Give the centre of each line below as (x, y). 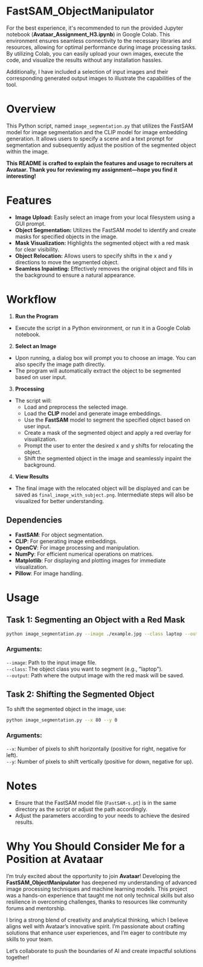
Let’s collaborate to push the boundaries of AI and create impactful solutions (101, 951)
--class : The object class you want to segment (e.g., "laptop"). (85, 669)
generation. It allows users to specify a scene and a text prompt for (90, 138)
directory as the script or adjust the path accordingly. (81, 809)
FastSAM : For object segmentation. (59, 535)
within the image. (28, 151)
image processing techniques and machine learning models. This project (97, 889)
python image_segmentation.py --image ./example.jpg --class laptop (94, 634)
